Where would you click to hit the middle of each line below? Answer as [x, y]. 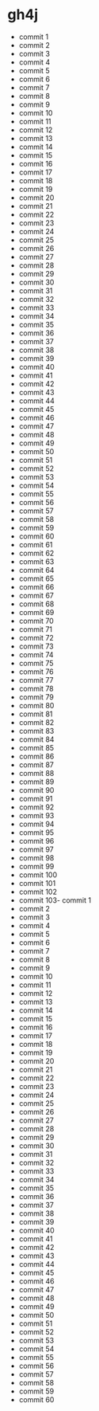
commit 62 [36, 553]
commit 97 [36, 849]
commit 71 [36, 629]
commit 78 [36, 688]
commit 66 [36, 586]
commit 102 [38, 892]
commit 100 [38, 875]
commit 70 [36, 621]
